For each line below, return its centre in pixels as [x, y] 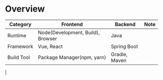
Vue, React [50, 46]
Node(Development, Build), [69, 32]
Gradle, [119, 54]
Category [20, 24]
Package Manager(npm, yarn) [72, 57]
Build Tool [19, 57]
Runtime [17, 35]
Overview [25, 9]
